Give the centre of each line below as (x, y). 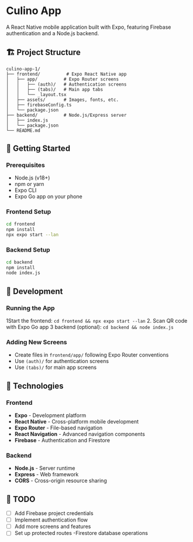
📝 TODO (21, 499)
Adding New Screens (37, 342)
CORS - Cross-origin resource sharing (61, 481)
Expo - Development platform (50, 415)
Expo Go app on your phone (49, 197)
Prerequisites (25, 165)
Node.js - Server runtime (45, 468)
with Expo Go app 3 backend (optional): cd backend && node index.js (90, 327)
